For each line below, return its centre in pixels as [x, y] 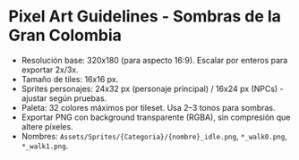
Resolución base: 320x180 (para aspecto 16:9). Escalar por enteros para [154, 60]
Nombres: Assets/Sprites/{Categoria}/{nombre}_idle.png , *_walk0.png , [154, 136]
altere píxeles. [47, 126]
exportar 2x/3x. [50, 70]
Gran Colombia [65, 35]
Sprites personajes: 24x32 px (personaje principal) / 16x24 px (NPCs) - [152, 88]
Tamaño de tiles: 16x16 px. [70, 79]
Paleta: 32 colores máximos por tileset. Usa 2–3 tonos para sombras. [148, 107]
